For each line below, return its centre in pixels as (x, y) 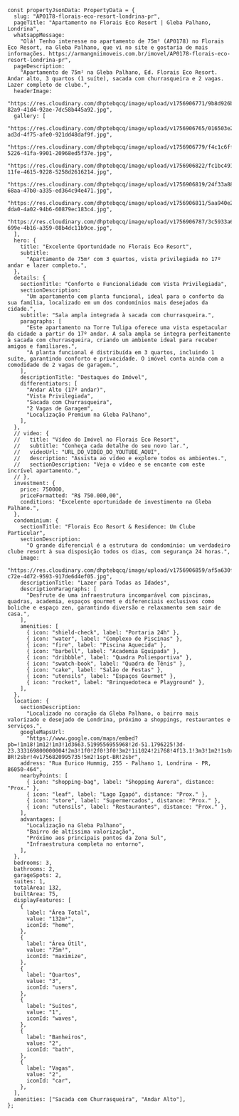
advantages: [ (41, 819)
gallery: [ (30, 116)
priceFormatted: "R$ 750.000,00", (71, 496)
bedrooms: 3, (33, 863)
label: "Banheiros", (57, 1037)
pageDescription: (39, 66)
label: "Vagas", (50, 1068)
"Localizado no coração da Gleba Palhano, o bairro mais (112, 713)
